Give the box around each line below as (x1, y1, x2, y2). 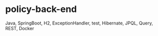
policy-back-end (5, 3, 77, 15)
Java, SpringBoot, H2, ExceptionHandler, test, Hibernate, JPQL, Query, (5, 20, 153, 26)
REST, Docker (5, 25, 35, 31)
